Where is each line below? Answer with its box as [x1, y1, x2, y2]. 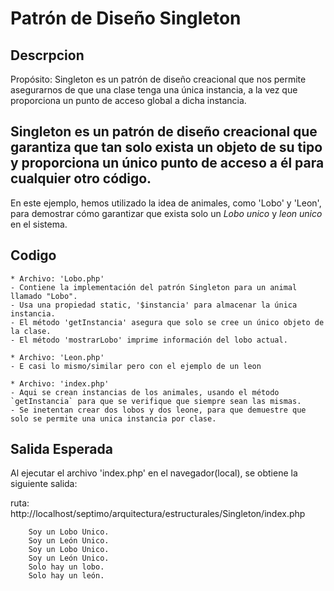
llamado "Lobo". [10, 291, 78, 301]
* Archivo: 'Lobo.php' [10, 273, 105, 284]
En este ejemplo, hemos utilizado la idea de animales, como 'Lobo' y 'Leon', [10, 197, 322, 209]
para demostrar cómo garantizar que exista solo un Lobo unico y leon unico [10, 207, 323, 219]
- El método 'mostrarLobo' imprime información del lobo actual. [10, 335, 288, 345]
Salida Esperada [10, 441, 113, 458]
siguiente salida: [10, 478, 78, 490]
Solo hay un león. [28, 571, 105, 581]
